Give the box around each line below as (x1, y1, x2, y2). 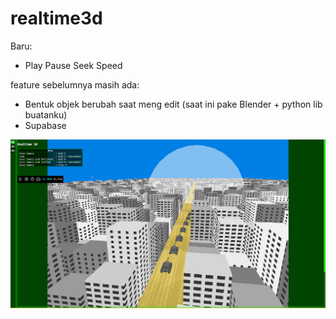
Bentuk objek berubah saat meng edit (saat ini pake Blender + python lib (24, 98, 323, 110)
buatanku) (24, 108, 68, 121)
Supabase (24, 119, 67, 131)
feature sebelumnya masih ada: (10, 78, 140, 91)
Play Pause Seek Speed (24, 59, 123, 71)
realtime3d (10, 7, 103, 30)
